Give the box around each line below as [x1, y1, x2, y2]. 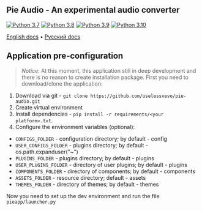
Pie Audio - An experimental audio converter [6, 5, 180, 15]
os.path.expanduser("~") [15, 148, 78, 155]
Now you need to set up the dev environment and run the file [6, 192, 160, 199]
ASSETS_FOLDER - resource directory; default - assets [15, 174, 146, 181]
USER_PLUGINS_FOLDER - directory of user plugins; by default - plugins [15, 161, 188, 168]
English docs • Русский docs [6, 33, 81, 40]
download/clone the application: [21, 80, 103, 87]
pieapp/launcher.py [6, 199, 56, 205]
